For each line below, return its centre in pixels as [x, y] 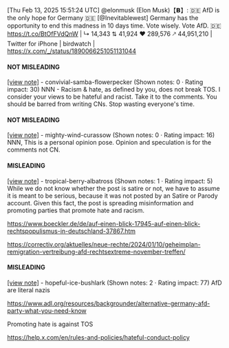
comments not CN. [34, 150]
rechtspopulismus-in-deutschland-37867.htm [72, 231]
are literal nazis [29, 290]
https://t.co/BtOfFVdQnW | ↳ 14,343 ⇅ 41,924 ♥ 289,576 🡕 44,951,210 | [110, 34]
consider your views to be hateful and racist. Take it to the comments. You [112, 97]
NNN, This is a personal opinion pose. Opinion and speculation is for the [109, 143]
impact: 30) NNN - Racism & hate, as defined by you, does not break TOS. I [114, 90]
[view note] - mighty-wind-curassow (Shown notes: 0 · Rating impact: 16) [111, 135]
